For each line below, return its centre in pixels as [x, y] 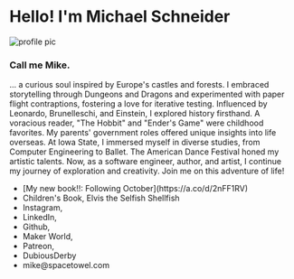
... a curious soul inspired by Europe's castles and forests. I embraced [139, 85]
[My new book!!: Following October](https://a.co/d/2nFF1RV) [135, 189]
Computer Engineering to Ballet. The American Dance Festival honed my [144, 152]
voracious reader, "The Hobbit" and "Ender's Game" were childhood [137, 123]
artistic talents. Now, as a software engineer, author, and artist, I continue [146, 162]
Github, [36, 227]
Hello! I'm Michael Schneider [120, 17]
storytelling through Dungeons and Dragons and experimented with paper [147, 94]
